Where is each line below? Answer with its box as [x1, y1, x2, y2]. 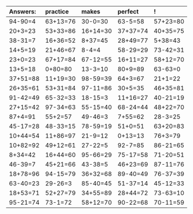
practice [45, 8, 69, 15]
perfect [118, 8, 139, 15]
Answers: [9, 8, 36, 15]
